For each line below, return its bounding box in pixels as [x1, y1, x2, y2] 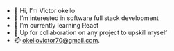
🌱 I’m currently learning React [13, 21, 99, 29]
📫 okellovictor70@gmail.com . [13, 37, 101, 44]
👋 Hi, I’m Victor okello [13, 7, 76, 14]
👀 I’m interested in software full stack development [13, 14, 159, 22]
